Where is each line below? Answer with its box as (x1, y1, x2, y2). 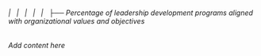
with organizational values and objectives (8, 16, 145, 25)
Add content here (8, 41, 66, 50)
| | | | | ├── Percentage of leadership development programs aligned (8, 8, 254, 17)
